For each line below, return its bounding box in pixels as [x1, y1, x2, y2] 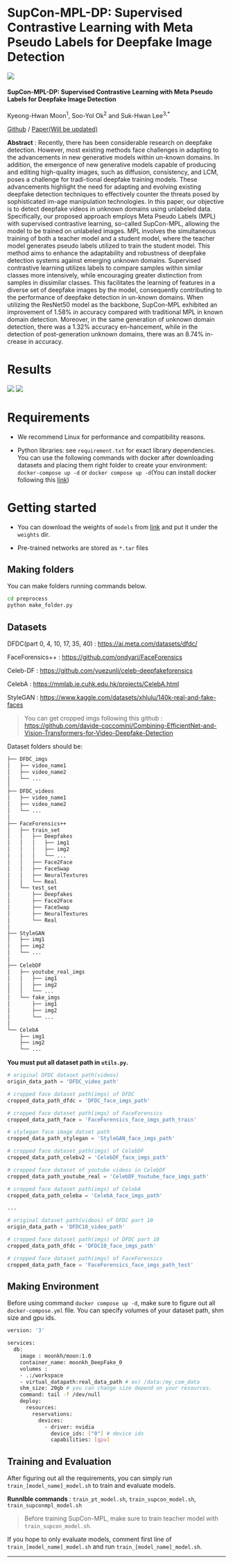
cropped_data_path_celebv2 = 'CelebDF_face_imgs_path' [7, 1154, 169, 1161]
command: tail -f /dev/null [19, 1391, 101, 1398]
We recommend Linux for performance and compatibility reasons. [17, 432, 206, 441]
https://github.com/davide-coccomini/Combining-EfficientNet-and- [24, 721, 217, 730]
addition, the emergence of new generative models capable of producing [7, 160, 216, 169]
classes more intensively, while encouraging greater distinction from [7, 270, 202, 279]
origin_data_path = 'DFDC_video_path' [7, 1079, 119, 1085]
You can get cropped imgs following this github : [24, 714, 163, 722]
